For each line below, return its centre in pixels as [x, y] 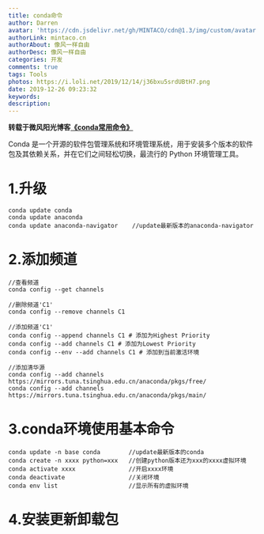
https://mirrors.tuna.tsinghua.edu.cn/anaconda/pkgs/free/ [107, 381]
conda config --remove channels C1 [67, 312]
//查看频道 [24, 282]
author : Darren [33, 23]
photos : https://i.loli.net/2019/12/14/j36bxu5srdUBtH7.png [109, 81]
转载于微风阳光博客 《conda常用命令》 [71, 127]
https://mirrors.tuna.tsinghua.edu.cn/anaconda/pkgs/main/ [107, 396]
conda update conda [40, 210]
